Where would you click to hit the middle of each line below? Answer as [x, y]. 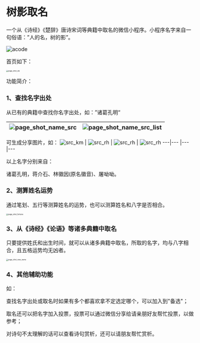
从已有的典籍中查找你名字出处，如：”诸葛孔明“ [63, 112]
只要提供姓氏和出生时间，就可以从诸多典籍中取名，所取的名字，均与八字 [95, 243]
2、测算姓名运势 [29, 191]
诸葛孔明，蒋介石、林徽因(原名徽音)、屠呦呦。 [63, 174]
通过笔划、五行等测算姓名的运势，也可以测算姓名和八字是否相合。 [87, 204]
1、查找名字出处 [29, 98]
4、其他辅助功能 [30, 274]
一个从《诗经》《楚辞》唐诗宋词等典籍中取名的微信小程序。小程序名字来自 [96, 30]
